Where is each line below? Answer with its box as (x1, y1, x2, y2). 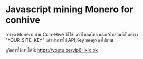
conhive (5, 14, 41, 26)
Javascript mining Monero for (5, 4, 133, 15)
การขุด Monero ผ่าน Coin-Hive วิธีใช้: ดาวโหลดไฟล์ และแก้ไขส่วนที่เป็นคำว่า (5, 31, 138, 37)
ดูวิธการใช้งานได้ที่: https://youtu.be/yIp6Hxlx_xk (5, 47, 98, 53)
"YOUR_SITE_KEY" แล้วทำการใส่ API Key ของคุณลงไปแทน (5, 37, 114, 43)
